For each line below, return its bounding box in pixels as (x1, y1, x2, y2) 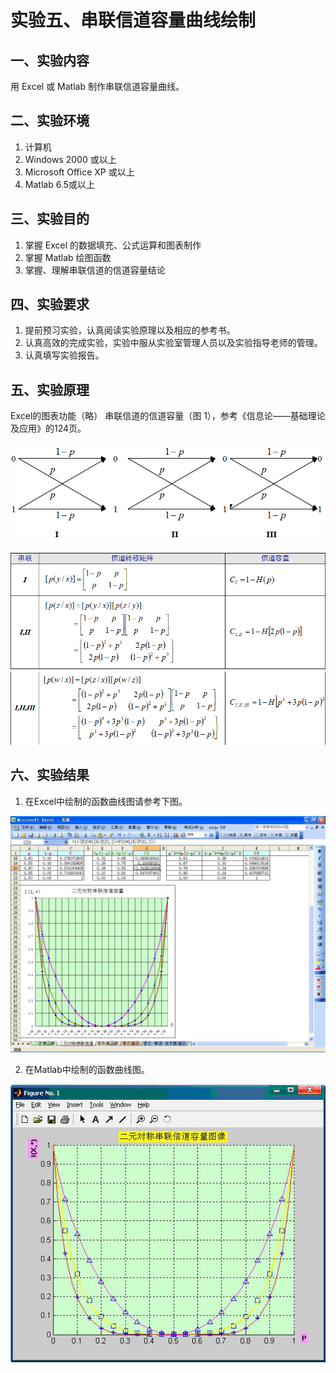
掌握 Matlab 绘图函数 (24, 251, 112, 263)
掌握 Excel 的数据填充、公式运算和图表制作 (24, 239, 202, 251)
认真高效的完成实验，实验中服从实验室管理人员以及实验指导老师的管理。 (24, 337, 323, 349)
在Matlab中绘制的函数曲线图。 (24, 1063, 150, 1075)
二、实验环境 (10, 112, 90, 130)
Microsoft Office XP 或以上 (24, 166, 135, 178)
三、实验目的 (10, 211, 90, 228)
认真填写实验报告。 (24, 349, 105, 361)
